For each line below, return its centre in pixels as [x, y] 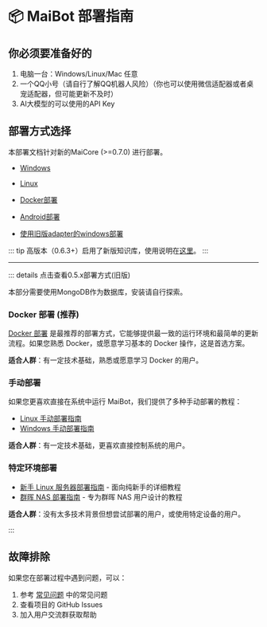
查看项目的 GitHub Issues [61, 604]
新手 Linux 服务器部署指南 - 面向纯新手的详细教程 [100, 487]
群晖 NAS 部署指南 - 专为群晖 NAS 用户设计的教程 [101, 497]
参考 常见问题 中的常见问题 [64, 594]
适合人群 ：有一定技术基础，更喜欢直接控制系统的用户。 [99, 445]
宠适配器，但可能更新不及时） [68, 94]
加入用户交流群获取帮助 [58, 614]
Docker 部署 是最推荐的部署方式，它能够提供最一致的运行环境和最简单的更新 [133, 333]
